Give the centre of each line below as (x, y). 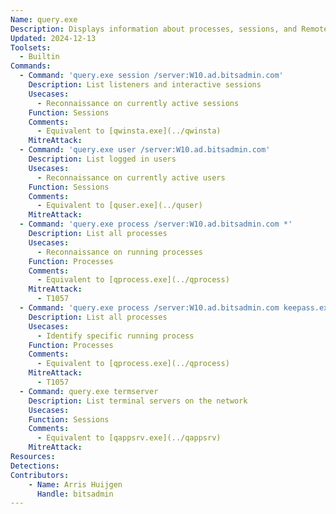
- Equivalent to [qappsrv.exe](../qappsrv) (129, 438)
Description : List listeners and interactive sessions (145, 85)
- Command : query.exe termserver (89, 391)
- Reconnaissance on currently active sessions (138, 103)
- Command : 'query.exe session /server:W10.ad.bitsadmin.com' (151, 76)
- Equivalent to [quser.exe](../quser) (119, 206)
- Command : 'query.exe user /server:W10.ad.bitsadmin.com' (145, 150)
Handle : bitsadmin (75, 494)
